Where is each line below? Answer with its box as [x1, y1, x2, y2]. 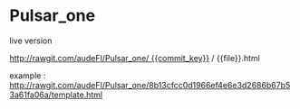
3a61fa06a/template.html [9, 89, 102, 100]
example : [9, 69, 46, 81]
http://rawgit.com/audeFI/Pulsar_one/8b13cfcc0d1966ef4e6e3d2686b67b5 [9, 79, 291, 90]
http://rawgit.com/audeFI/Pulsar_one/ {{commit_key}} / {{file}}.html [9, 52, 260, 63]
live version [9, 35, 53, 46]
